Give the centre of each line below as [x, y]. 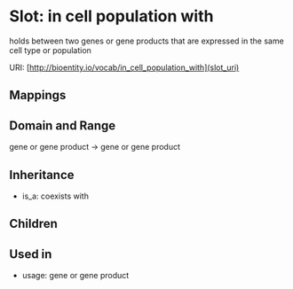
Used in [31, 254]
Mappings [38, 95]
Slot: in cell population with [111, 16]
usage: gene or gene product [75, 276]
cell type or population [50, 50]
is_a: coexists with [55, 196]
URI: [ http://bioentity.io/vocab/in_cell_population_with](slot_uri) [124, 67]
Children [33, 224]
